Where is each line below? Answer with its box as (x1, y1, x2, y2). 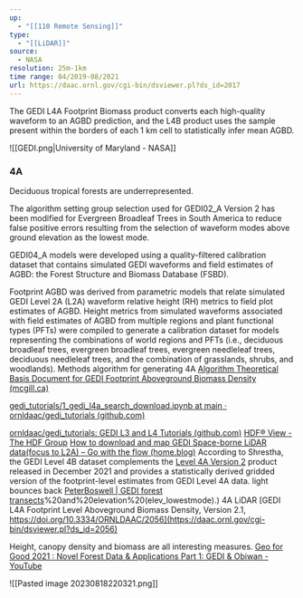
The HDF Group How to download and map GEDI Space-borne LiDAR (9, 437, 267, 448)
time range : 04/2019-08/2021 (9, 72, 119, 82)
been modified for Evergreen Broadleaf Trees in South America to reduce (9, 212, 282, 223)
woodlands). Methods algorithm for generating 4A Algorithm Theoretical (9, 363, 279, 374)
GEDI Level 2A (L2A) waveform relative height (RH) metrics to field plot (9, 295, 274, 306)
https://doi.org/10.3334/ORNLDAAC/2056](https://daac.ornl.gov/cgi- (9, 514, 266, 525)
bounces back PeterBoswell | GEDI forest (9, 485, 163, 496)
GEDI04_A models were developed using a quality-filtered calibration (9, 249, 267, 260)
